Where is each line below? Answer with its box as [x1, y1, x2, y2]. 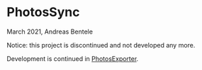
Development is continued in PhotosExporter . [6, 54, 139, 63]
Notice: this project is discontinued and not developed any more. [6, 41, 196, 49]
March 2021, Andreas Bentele [6, 27, 94, 36]
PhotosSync [6, 4, 80, 20]
